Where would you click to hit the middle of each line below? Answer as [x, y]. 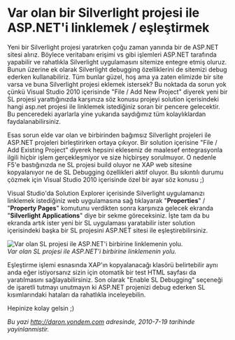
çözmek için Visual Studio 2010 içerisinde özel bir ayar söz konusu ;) [106, 179]
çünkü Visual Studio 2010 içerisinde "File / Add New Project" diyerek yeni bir [117, 92]
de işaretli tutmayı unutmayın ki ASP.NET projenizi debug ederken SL [106, 287]
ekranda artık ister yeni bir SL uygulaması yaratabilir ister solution [101, 222]
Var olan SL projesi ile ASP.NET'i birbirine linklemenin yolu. [92, 251]
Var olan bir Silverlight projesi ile [104, 13]
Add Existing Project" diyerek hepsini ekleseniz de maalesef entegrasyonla [115, 150]
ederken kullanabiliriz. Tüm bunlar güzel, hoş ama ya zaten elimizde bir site [115, 77]
